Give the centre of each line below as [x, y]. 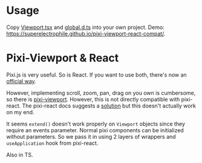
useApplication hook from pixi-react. [52, 143]
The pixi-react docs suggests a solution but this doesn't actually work [109, 106]
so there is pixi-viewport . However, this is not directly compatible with [93, 99]
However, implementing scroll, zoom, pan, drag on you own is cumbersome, [101, 93]
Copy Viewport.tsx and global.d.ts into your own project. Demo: [85, 27]
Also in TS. [20, 155]
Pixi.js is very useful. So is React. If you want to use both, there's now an [97, 75]
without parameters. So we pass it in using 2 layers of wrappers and [91, 136]
